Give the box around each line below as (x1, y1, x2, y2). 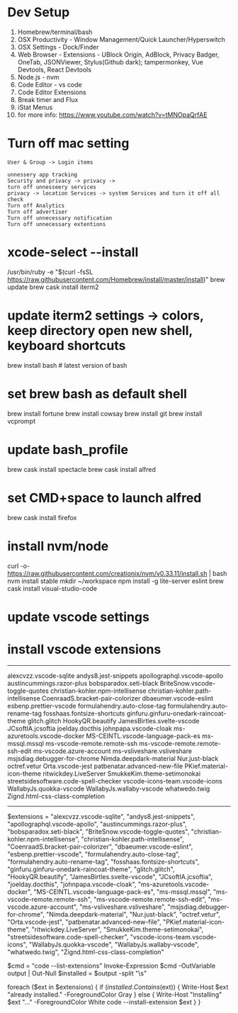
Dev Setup (7, 4, 70, 21)
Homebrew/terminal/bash (17, 28, 93, 36)
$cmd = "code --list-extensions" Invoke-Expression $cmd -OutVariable (7, 961, 216, 970)
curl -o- (7, 561, 30, 570)
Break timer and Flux (17, 95, 79, 103)
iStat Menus (17, 103, 53, 111)
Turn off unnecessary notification (7, 214, 113, 222)
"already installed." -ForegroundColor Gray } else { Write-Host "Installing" (7, 990, 222, 999)
